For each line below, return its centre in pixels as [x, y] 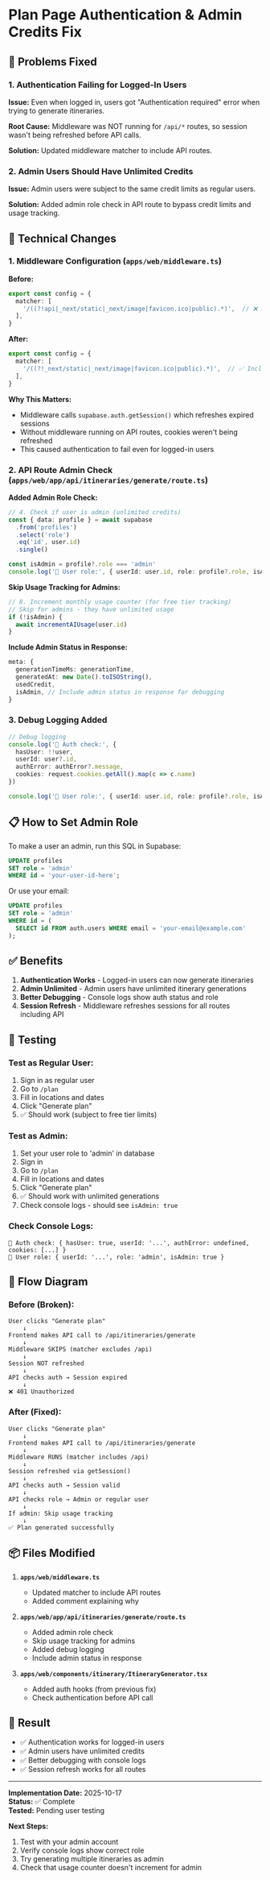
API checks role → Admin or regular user [79, 1499]
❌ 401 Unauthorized [41, 1392]
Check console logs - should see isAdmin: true [99, 1206]
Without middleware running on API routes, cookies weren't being [129, 432]
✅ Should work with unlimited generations [90, 1196]
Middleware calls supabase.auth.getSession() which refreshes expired [137, 415]
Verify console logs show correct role [82, 1850]
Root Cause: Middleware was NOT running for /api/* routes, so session [128, 126]
